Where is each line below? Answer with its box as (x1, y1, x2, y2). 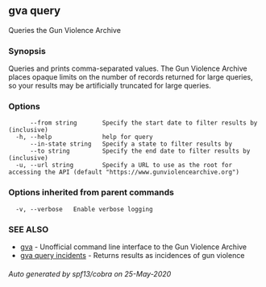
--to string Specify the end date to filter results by (29, 147, 251, 155)
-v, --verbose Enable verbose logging (15, 205, 153, 213)
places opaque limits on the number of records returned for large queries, (8, 72, 254, 82)
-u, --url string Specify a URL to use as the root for (15, 162, 232, 170)
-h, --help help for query (15, 133, 153, 141)
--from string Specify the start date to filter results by (29, 119, 258, 127)
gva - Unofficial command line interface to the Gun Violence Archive (19, 242, 247, 252)
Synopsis (8, 45, 46, 56)
